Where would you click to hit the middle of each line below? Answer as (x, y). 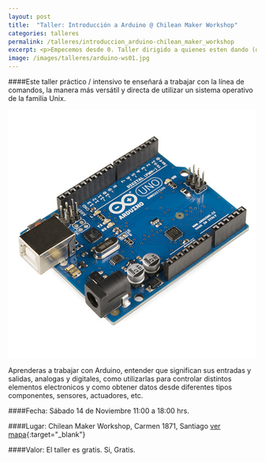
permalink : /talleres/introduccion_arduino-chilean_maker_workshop (121, 42)
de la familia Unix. (37, 98)
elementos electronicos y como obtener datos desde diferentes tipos (120, 387)
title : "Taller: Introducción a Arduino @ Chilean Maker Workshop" (123, 25)
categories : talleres (44, 33)
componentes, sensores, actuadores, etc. (76, 395)
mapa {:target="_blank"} (47, 434)
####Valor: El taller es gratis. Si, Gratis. (72, 450)
